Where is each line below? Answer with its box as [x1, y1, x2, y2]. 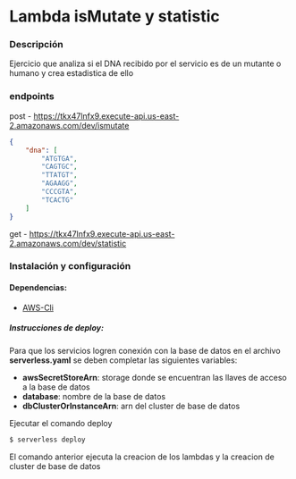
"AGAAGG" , [41, 179, 78, 189]
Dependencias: [9, 282, 67, 293]
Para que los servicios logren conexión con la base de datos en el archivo [9, 345, 281, 356]
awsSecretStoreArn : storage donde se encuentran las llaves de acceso [21, 372, 288, 382]
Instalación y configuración [9, 260, 131, 273]
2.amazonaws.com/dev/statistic [9, 238, 127, 248]
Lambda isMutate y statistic [9, 6, 221, 27]
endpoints [9, 90, 55, 103]
